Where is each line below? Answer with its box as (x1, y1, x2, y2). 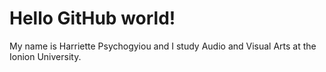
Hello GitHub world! (9, 7, 176, 30)
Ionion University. (9, 50, 82, 62)
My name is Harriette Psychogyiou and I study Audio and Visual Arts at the (9, 40, 317, 52)
